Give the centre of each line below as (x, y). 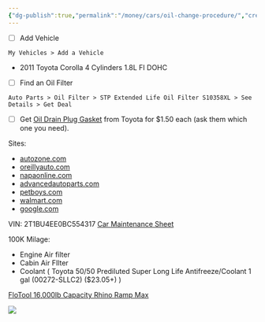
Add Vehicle (39, 38)
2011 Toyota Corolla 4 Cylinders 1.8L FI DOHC (93, 67)
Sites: (17, 143)
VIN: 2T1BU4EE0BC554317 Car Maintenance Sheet (91, 224)
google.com (39, 209)
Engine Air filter (45, 254)
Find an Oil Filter (46, 83)
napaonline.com (46, 175)
